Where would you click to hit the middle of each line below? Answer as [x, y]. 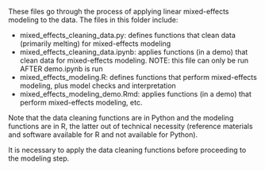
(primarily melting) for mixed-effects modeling [95, 44]
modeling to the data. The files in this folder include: [93, 20]
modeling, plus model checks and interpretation [98, 85]
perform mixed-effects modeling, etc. [81, 103]
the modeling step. [39, 158]
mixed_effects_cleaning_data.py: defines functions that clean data [128, 35]
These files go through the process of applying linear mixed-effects [119, 11]
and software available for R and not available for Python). [103, 135]
